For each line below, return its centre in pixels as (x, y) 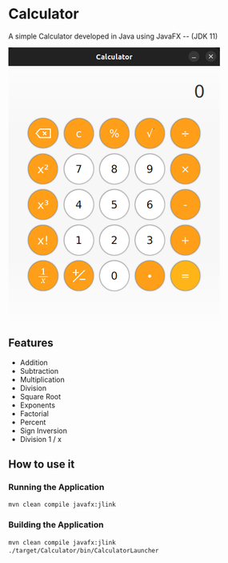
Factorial (34, 413)
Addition (34, 363)
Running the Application (56, 488)
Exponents (38, 405)
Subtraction (39, 371)
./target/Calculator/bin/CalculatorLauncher (84, 550)
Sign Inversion (44, 431)
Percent (33, 422)
